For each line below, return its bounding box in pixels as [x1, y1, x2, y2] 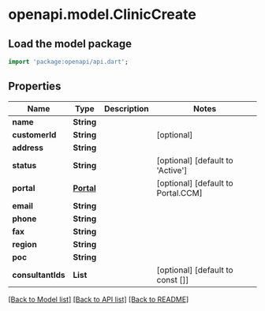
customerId [12, 129, 57, 140]
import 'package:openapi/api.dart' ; [8, 58, 129, 66]
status [12, 159, 37, 170]
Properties [8, 80, 62, 93]
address [12, 142, 44, 153]
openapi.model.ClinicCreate [8, 6, 197, 24]
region [12, 238, 37, 249]
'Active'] [156, 164, 188, 175]
